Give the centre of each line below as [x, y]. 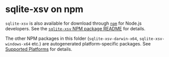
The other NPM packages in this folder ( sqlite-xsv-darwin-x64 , [72, 38]
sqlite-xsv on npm [44, 9]
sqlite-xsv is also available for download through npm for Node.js [74, 23]
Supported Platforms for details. [39, 49]
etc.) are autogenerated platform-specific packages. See [91, 43]
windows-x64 [18, 44]
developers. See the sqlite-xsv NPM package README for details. [75, 28]
